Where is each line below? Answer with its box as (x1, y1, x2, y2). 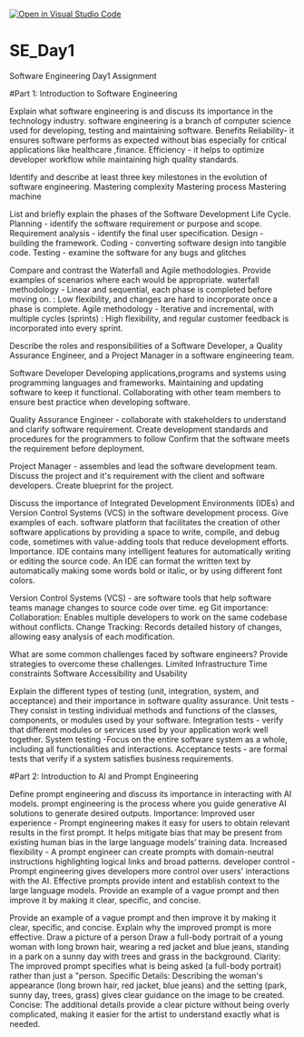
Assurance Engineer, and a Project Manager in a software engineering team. (9, 350, 295, 361)
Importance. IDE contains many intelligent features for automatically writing (9, 545, 291, 556)
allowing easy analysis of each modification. (9, 631, 175, 642)
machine (9, 191, 43, 202)
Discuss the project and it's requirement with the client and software (9, 470, 265, 481)
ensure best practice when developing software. (9, 396, 191, 407)
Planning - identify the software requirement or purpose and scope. (9, 218, 262, 229)
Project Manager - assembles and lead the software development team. (9, 460, 279, 472)
